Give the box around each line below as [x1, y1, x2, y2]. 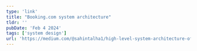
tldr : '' [6, 19, 28, 25]
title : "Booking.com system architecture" [6, 14, 111, 20]
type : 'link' [6, 8, 38, 15]
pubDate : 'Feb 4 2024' [6, 25, 62, 31]
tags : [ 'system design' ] [6, 30, 67, 36]
